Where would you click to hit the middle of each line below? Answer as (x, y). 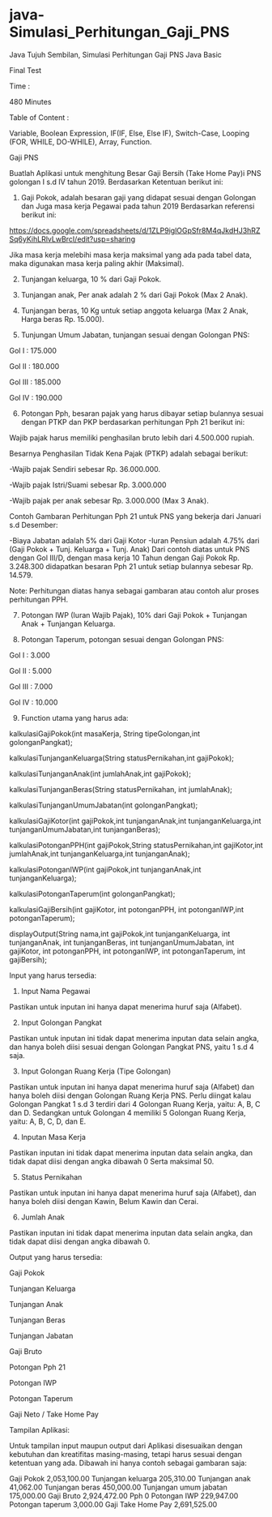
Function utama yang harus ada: (74, 718)
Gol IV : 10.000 (34, 702)
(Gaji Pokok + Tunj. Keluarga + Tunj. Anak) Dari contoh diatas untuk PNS (130, 549)
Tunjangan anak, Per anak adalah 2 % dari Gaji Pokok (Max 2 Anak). (134, 294)
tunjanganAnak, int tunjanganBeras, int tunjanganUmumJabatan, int (122, 942)
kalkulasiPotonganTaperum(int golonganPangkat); (92, 893)
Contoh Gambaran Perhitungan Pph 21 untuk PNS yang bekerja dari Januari (135, 516)
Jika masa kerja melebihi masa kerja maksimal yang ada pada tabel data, (130, 255)
